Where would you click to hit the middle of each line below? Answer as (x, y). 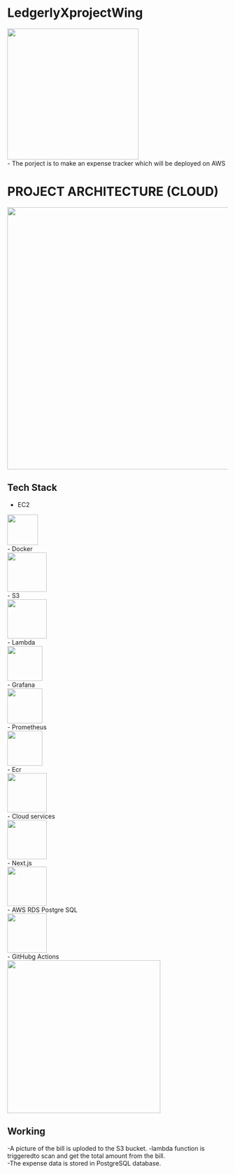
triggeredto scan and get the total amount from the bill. (86, 1156)
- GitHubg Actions (33, 957)
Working (26, 1132)
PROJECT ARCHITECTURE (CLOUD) (113, 192)
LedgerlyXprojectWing (75, 13)
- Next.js (20, 863)
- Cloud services (31, 816)
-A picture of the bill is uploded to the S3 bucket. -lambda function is (106, 1148)
